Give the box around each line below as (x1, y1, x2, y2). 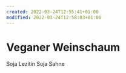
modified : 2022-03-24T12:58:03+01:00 (6, 14, 102, 21)
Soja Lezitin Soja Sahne (6, 60, 65, 68)
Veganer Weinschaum (6, 40, 121, 54)
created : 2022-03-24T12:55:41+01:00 (6, 8, 99, 15)
